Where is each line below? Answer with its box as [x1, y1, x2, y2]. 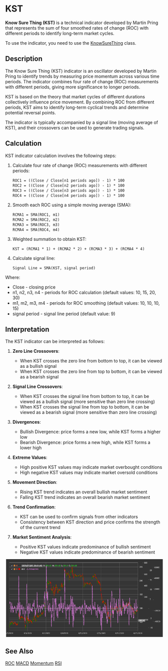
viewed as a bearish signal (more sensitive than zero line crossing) [19, 410, 157, 416]
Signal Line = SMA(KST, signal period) [12, 265, 96, 271]
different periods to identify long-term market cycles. [5, 30, 114, 36]
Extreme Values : [12, 455, 47, 461]
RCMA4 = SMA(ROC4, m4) [12, 227, 60, 232]
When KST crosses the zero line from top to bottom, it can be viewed [19, 368, 162, 374]
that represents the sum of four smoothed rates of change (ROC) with [5, 25, 149, 31]
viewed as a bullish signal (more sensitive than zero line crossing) [19, 398, 155, 405]
